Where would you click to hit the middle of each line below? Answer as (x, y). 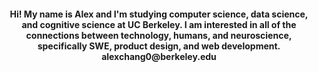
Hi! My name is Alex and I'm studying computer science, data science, (159, 14)
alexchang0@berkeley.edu (159, 56)
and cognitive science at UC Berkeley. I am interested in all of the (159, 24)
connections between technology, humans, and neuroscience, (159, 35)
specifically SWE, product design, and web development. (159, 46)
